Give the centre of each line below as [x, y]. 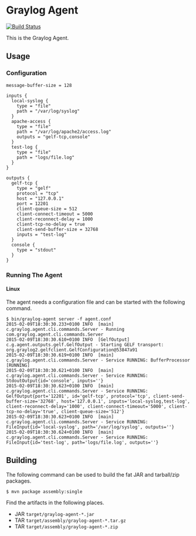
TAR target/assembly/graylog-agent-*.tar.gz [70, 520]
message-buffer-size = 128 [39, 85]
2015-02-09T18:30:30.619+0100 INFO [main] [60, 355]
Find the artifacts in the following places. [55, 503]
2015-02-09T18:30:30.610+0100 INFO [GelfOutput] [68, 339]
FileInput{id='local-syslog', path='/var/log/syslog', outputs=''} [90, 427]
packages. [19, 481]
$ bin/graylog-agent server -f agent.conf [59, 319]
